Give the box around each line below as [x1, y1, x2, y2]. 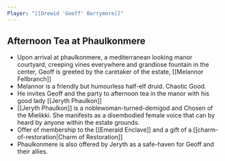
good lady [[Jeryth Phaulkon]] [16, 97, 103, 105]
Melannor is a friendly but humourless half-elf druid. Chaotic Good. [16, 83, 207, 91]
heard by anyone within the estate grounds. [16, 119, 140, 127]
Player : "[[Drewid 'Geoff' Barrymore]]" [7, 10, 124, 17]
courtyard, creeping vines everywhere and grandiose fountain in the [16, 61, 210, 69]
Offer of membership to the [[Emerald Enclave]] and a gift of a [16, 126, 192, 134]
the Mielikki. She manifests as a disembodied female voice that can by [16, 111, 215, 119]
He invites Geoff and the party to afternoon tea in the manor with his [16, 89, 210, 98]
